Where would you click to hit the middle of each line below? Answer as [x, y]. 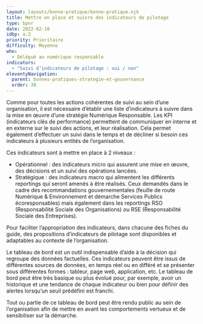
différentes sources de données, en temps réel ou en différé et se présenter [101, 265]
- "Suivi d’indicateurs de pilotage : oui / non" [75, 68]
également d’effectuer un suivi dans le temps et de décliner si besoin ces [97, 134]
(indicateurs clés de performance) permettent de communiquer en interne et [101, 121]
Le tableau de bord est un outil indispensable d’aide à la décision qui [92, 252]
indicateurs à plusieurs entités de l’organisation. [66, 141]
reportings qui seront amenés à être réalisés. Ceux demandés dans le [101, 183]
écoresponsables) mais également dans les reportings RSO [89, 203]
